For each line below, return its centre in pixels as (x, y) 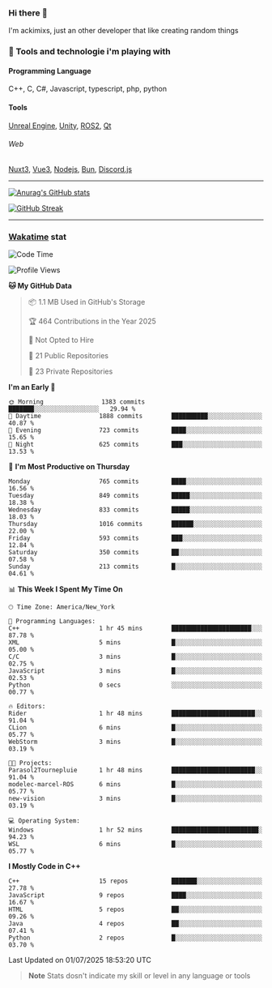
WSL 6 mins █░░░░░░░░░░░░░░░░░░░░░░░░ (136, 845)
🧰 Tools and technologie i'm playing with (90, 52)
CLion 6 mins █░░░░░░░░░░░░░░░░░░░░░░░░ (136, 728)
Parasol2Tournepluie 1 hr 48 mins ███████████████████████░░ (136, 770)
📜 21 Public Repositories (68, 356)
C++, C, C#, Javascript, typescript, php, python (88, 89)
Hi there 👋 (28, 13)
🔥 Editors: (27, 707)
